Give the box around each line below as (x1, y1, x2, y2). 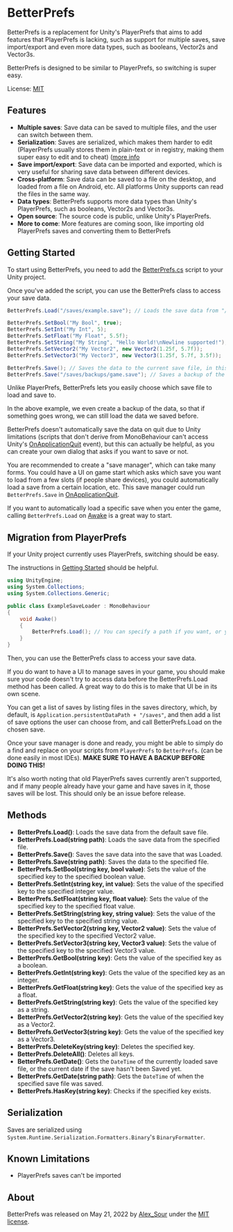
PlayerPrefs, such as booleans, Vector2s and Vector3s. (17, 204, 175, 213)
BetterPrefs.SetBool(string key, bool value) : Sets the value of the (17, 864, 207, 873)
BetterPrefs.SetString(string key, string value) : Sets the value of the (17, 909, 216, 917)
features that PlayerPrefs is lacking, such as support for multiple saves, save (7, 35, 225, 43)
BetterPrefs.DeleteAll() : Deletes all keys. (17, 1050, 135, 1058)
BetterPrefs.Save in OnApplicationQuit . (7, 491, 120, 499)
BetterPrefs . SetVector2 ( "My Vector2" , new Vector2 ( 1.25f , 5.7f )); (7, 345, 203, 352)
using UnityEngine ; (7, 577, 64, 584)
